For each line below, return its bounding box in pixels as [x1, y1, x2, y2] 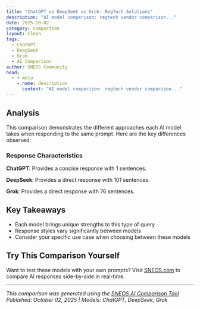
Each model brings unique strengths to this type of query [14, 220, 155, 228]
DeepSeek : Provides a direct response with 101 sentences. [6, 176, 150, 183]
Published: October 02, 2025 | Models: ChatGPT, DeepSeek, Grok [6, 296, 168, 303]
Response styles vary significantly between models [14, 227, 142, 234]
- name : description [17, 81, 68, 87]
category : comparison [6, 25, 60, 31]
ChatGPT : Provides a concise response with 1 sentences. [6, 165, 147, 172]
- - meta [11, 75, 33, 81]
